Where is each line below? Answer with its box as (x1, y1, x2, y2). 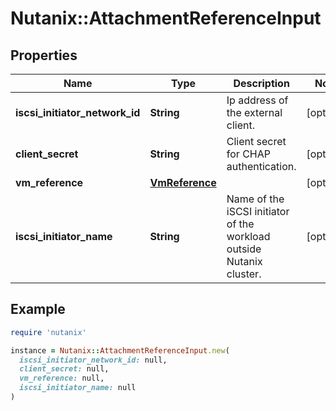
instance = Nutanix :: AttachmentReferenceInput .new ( (10, 345, 230, 356)
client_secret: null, (19, 364, 110, 374)
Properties (10, 47, 78, 64)
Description (233, 77, 290, 90)
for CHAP (226, 147, 271, 161)
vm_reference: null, (19, 373, 105, 384)
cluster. (226, 267, 262, 281)
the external (226, 106, 283, 119)
